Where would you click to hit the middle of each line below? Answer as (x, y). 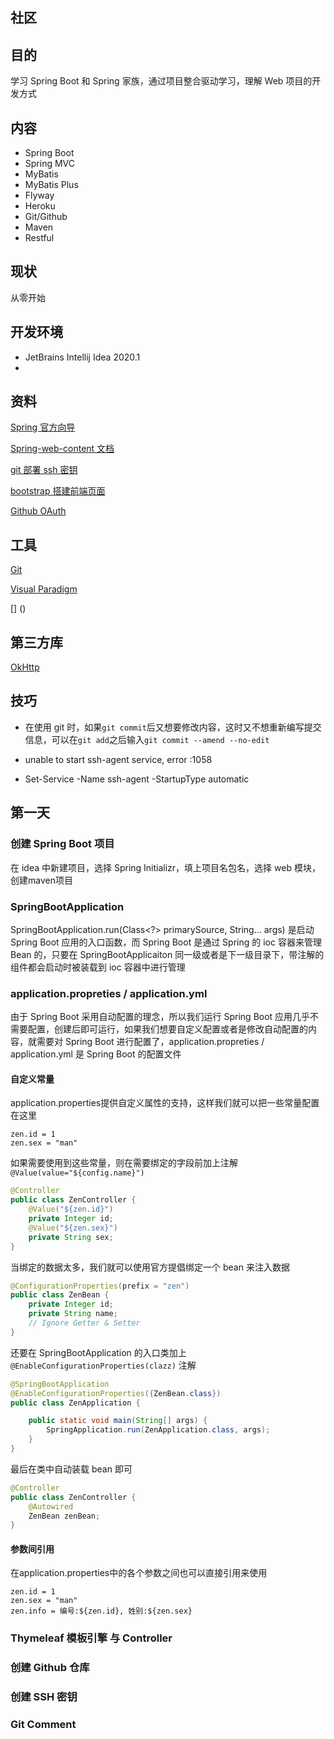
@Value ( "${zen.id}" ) (71, 1209)
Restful (39, 238)
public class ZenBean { (60, 1295)
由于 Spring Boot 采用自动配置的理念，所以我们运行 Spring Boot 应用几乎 (160, 1017)
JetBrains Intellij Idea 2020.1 (82, 357)
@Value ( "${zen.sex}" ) (73, 1228)
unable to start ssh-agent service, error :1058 (118, 759)
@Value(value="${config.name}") (77, 1173)
